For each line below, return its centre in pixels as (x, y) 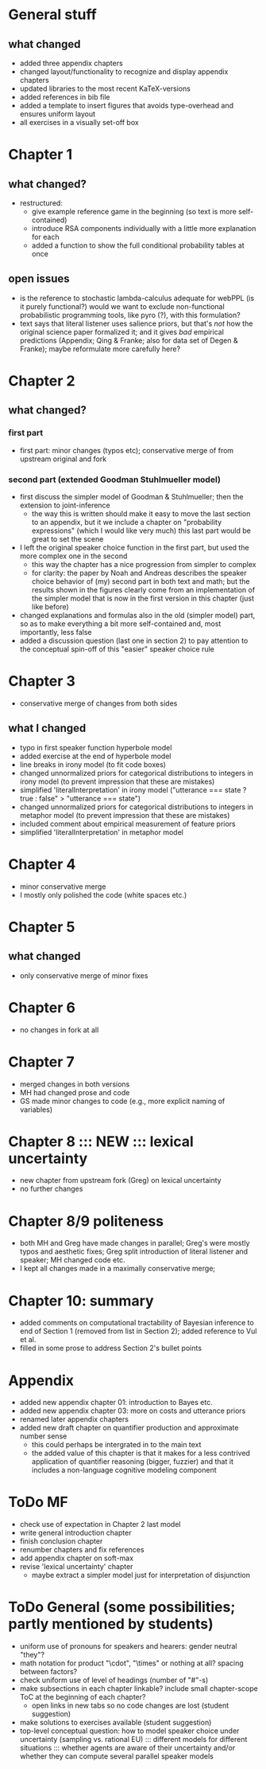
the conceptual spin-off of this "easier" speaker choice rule (117, 649)
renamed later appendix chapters (74, 1419)
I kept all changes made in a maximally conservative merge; (118, 1269)
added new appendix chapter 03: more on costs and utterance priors (133, 1411)
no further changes (51, 1189)
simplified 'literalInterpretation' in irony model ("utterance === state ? (133, 789)
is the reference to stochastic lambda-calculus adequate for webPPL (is (137, 298)
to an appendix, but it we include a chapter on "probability (127, 522)
